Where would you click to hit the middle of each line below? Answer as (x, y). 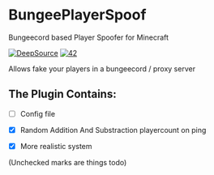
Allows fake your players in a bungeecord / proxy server (102, 68)
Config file (37, 113)
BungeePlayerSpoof (77, 15)
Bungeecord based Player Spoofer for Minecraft (88, 37)
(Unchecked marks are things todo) (68, 162)
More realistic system (56, 146)
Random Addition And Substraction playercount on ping (113, 130)
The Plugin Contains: (62, 94)
